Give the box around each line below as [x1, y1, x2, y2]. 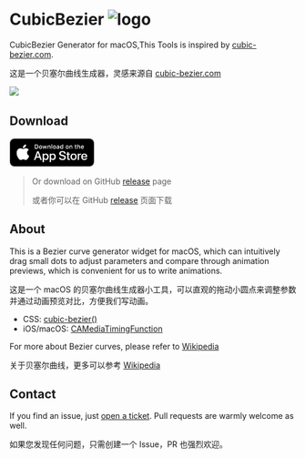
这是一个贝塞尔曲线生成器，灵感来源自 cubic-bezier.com [9, 67, 221, 78]
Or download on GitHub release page [31, 176, 172, 187]
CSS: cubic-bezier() [22, 313, 97, 324]
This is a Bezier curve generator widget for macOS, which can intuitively [9, 246, 280, 257]
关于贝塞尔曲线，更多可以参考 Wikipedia [9, 360, 161, 371]
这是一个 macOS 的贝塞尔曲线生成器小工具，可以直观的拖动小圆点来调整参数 [9, 283, 297, 295]
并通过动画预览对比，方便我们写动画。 [9, 295, 153, 306]
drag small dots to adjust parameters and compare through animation [9, 255, 269, 266]
